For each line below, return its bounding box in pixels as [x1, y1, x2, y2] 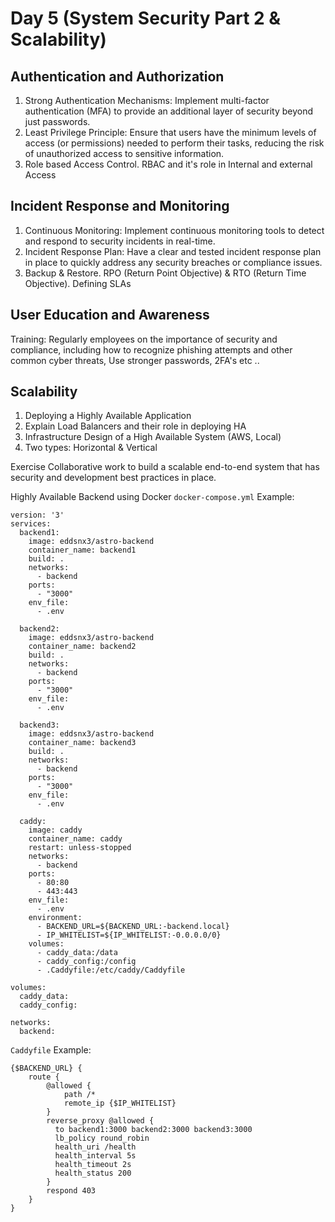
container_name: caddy [28, 834, 123, 844]
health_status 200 [54, 1168, 132, 1179]
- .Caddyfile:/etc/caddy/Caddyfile [36, 965, 186, 976]
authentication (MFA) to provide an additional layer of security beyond [24, 105, 314, 117]
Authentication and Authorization [10, 68, 225, 85]
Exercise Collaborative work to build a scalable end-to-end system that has [10, 461, 320, 473]
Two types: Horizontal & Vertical [24, 442, 158, 454]
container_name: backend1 [28, 545, 137, 556]
